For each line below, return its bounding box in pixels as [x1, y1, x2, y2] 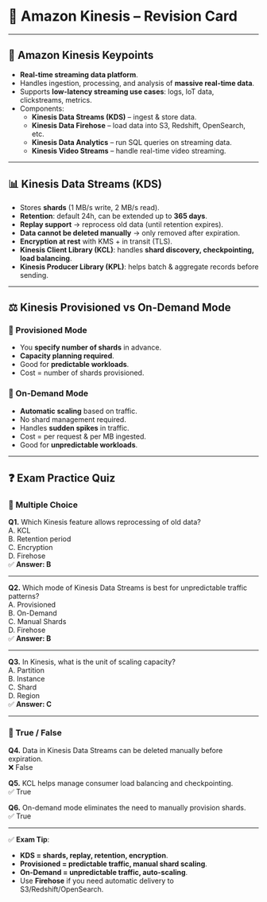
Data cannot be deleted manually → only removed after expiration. [19, 228, 241, 237]
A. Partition [8, 666, 45, 675]
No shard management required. [19, 414, 127, 424]
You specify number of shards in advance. [19, 342, 161, 353]
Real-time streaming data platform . [19, 69, 138, 79]
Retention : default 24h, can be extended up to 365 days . [19, 211, 208, 221]
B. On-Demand [8, 608, 57, 618]
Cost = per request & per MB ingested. [19, 431, 147, 441]
